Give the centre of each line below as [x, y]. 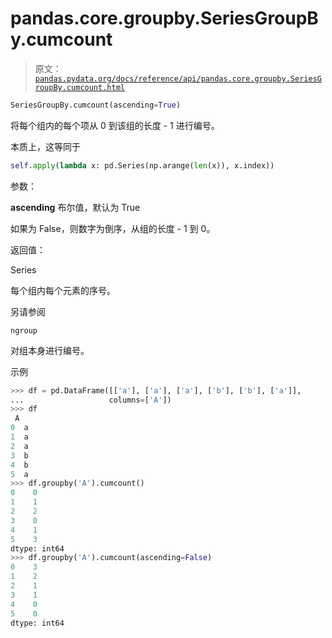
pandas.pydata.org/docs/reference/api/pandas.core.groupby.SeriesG [178, 78]
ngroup [24, 330]
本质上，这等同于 [45, 146]
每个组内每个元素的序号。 [63, 290]
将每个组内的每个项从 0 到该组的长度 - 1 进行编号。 [115, 125]
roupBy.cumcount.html [79, 87]
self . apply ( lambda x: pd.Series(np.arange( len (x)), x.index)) [142, 165]
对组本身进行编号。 [50, 350]
